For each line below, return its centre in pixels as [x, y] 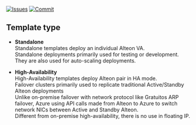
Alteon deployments [39, 91]
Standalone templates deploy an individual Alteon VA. [80, 48]
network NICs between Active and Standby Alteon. [76, 110]
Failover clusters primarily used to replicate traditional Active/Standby [99, 84]
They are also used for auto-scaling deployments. [75, 60]
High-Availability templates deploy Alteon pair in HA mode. [86, 78]
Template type [33, 27]
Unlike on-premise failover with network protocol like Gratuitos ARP [97, 97]
